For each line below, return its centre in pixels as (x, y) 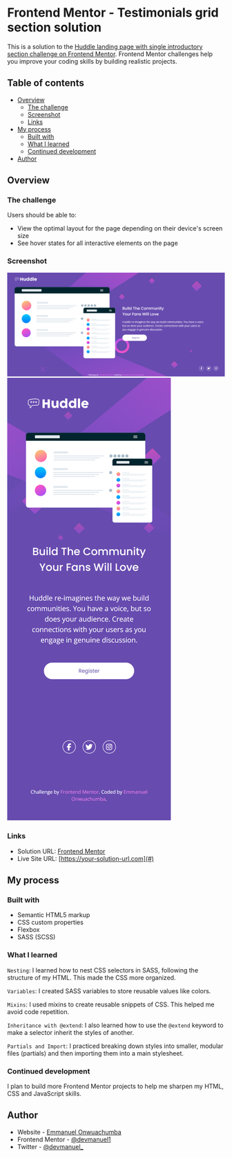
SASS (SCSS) (36, 937)
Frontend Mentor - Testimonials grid (113, 13)
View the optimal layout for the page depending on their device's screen (120, 228)
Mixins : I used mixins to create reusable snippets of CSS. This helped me (111, 1004)
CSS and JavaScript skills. (44, 1093)
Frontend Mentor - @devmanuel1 (64, 1139)
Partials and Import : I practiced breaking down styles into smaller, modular (115, 1046)
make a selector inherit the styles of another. (71, 1032)
